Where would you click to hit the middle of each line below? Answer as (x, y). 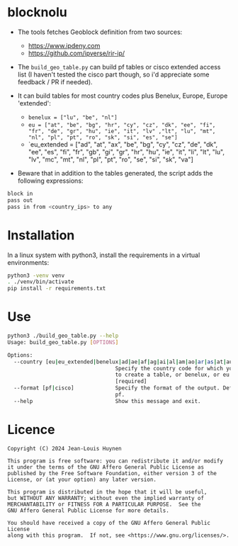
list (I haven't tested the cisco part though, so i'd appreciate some (113, 74)
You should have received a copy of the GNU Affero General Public (109, 523)
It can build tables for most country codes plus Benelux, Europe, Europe (123, 96)
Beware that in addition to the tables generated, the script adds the (115, 173)
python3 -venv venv (36, 275)
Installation (41, 235)
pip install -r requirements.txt (57, 289)
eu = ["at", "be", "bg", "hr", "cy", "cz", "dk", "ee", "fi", (122, 125)
